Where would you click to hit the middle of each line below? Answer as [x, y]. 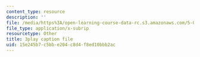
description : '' [26, 17]
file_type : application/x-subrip [48, 28]
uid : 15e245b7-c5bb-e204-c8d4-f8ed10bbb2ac [61, 45]
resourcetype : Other [32, 34]
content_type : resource [36, 12]
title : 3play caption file [40, 39]
